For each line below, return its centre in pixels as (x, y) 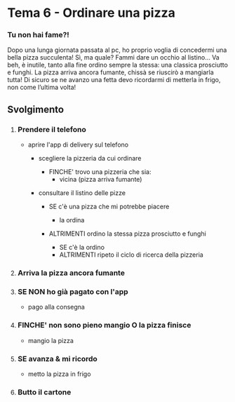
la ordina (72, 220)
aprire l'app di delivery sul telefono (78, 145)
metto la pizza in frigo (59, 374)
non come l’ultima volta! (42, 87)
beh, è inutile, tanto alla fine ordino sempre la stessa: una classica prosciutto (117, 65)
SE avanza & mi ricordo (58, 359)
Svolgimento (36, 109)
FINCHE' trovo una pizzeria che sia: (100, 172)
